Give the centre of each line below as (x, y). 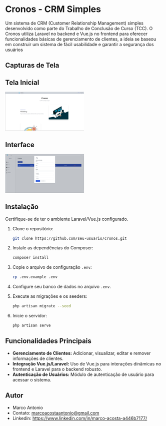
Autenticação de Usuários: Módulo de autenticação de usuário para (83, 374)
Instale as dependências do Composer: (53, 248)
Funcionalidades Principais (48, 341)
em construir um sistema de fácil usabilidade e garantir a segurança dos (79, 44)
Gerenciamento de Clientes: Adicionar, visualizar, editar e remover (81, 353)
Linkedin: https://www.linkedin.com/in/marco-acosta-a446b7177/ (80, 418)
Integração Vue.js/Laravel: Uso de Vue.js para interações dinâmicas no (87, 363)
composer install (30, 258)
